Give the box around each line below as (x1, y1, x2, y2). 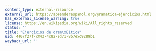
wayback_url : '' (5, 39, 38, 44)
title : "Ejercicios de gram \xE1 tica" (5, 30, 82, 34)
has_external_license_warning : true (5, 16, 79, 21)
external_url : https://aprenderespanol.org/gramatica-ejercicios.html (5, 12, 152, 17)
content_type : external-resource (5, 7, 73, 12)
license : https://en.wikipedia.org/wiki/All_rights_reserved (5, 20, 132, 26)
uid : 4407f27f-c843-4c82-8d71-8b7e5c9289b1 (5, 34, 95, 39)
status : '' (5, 25, 27, 30)
